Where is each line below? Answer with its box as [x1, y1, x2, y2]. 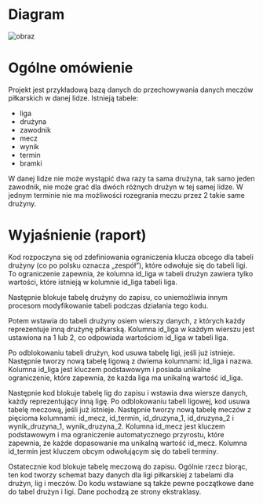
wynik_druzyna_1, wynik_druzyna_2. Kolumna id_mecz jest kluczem [8, 422, 225, 431]
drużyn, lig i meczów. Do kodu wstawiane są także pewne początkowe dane [8, 478, 254, 488]
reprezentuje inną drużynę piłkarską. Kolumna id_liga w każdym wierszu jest [8, 324, 255, 334]
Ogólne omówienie [8, 59, 133, 77]
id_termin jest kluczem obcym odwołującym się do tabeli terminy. [8, 446, 218, 456]
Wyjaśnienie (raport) [8, 226, 147, 244]
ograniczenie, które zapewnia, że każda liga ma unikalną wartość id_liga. [8, 373, 243, 382]
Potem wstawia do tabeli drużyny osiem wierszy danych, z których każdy [8, 316, 246, 325]
